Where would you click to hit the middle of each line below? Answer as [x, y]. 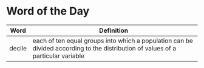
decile [18, 48]
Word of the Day [48, 11]
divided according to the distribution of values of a [104, 48]
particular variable [59, 56]
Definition [114, 30]
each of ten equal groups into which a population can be [113, 41]
